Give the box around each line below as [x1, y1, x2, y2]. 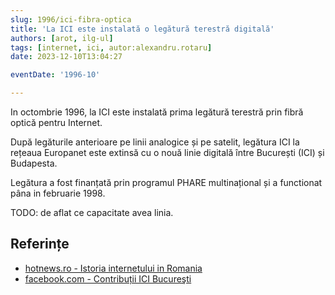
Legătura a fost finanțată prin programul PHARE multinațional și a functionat [10, 177, 323, 188]
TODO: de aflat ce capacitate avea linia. [10, 207, 174, 218]
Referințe [10, 236, 70, 253]
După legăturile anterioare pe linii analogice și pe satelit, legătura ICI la [10, 136, 300, 148]
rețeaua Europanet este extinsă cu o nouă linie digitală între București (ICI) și [10, 147, 325, 158]
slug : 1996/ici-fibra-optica [10, 14, 132, 25]
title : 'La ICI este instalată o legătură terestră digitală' [10, 24, 275, 34]
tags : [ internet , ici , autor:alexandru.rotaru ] [10, 42, 213, 53]
